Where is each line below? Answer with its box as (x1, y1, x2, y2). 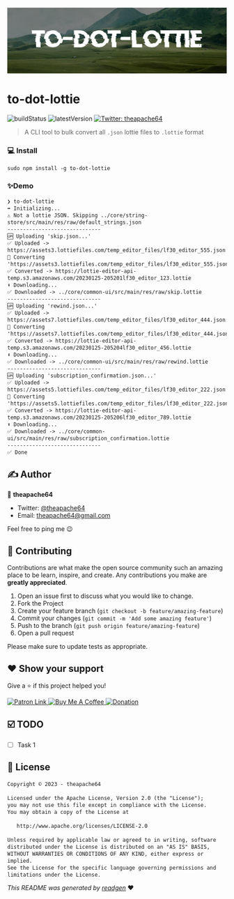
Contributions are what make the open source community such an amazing (7, 564, 223, 572)
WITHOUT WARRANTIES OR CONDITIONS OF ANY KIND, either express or (7, 850, 204, 857)
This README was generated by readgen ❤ (7, 883, 134, 892)
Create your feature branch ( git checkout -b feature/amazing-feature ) (17, 607, 224, 615)
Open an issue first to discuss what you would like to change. (17, 592, 194, 600)
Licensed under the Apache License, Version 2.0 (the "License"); (7, 794, 204, 801)
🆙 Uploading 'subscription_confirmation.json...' (7, 372, 157, 379)
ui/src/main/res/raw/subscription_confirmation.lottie (7, 435, 170, 442)
